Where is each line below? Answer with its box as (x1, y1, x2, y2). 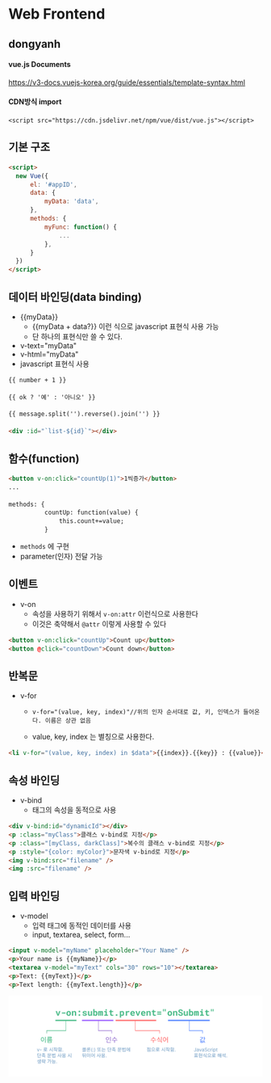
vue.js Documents (8, 60, 71, 70)
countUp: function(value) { (44, 508, 139, 517)
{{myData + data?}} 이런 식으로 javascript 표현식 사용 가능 (31, 321, 219, 331)
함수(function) (8, 452, 80, 466)
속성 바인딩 (8, 773, 60, 787)
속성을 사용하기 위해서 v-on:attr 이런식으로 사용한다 (31, 609, 199, 618)
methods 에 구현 (19, 541, 70, 551)
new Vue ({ (15, 171, 48, 180)
